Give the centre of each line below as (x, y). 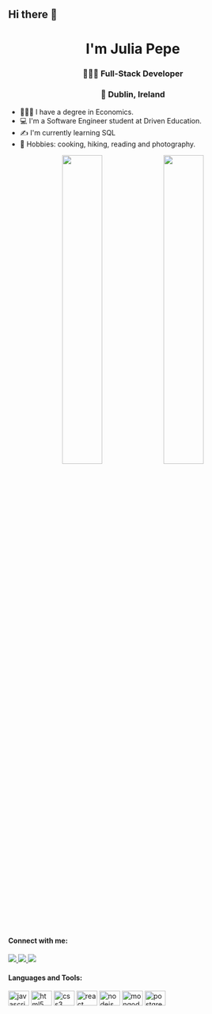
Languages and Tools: (45, 978)
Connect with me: (38, 941)
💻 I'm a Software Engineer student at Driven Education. (110, 120)
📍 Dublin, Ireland (133, 94)
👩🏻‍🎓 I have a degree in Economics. (77, 112)
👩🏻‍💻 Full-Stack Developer (133, 74)
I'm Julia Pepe (133, 49)
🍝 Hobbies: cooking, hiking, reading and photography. (108, 144)
